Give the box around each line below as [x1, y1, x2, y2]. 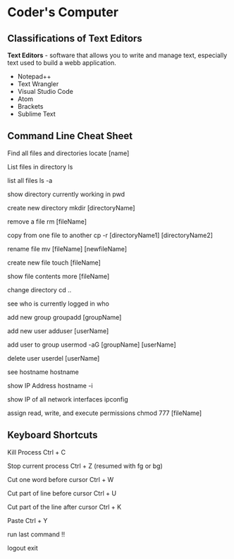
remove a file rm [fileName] [7, 217, 87, 226]
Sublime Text [17, 110, 56, 118]
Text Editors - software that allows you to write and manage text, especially [7, 51, 228, 59]
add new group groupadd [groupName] [7, 313, 122, 321]
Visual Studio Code [17, 88, 74, 95]
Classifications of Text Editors [7, 32, 142, 44]
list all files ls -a [7, 176, 53, 184]
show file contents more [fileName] [7, 272, 110, 280]
